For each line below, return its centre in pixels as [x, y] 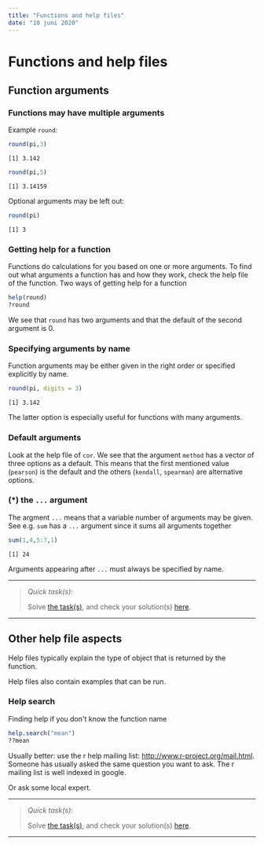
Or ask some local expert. [50, 788]
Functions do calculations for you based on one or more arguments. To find [130, 266]
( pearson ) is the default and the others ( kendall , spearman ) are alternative [126, 472]
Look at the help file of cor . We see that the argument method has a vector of [131, 455]
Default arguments [45, 438]
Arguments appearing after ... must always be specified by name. [116, 569]
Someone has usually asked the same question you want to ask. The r [121, 764]
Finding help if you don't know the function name [88, 718]
